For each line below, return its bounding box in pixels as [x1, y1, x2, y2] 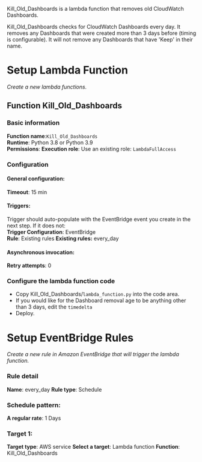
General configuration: [7, 175, 65, 182]
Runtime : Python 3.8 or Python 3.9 [7, 138, 93, 146]
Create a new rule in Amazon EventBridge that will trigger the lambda [7, 351, 179, 358]
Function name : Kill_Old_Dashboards [7, 132, 98, 140]
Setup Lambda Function [7, 63, 129, 77]
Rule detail [7, 372, 38, 381]
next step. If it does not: [7, 222, 66, 229]
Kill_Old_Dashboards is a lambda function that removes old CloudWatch [7, 5, 184, 12]
